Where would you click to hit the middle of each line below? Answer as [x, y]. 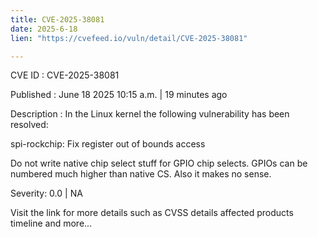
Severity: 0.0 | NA [46, 193]
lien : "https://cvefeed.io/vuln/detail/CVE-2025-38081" [129, 38]
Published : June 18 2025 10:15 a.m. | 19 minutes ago [119, 95]
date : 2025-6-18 [44, 29]
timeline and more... [51, 223]
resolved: [29, 125]
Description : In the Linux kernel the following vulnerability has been [150, 114]
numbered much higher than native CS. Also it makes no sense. [141, 174]
